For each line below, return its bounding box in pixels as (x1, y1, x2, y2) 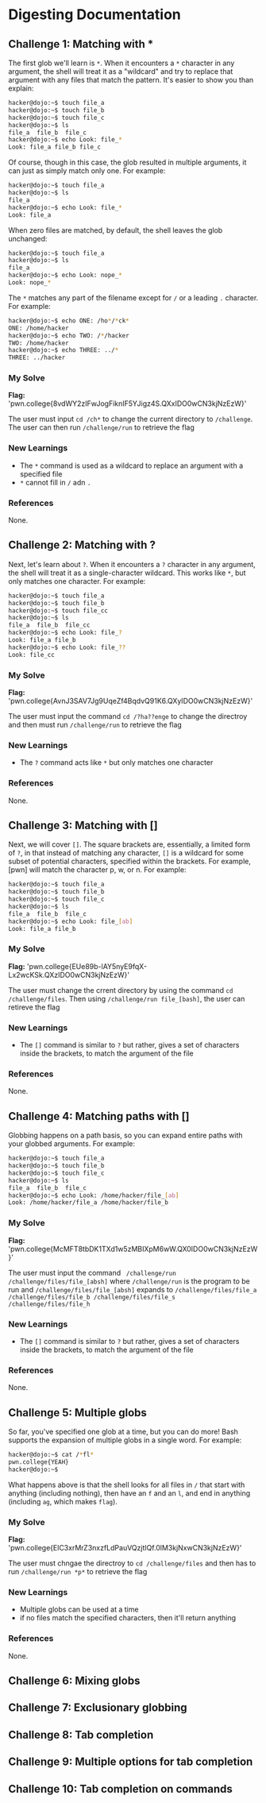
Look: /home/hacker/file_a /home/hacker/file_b (8, 1199, 169, 1207)
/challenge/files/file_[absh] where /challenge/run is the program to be (8, 1276, 250, 1286)
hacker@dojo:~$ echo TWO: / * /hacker (8, 331, 129, 339)
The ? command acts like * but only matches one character (19, 758, 214, 767)
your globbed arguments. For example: (8, 1139, 136, 1149)
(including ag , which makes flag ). (8, 1496, 118, 1506)
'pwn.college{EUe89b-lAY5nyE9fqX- (26, 961, 148, 971)
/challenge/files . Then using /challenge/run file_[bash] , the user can (8, 994, 245, 1003)
